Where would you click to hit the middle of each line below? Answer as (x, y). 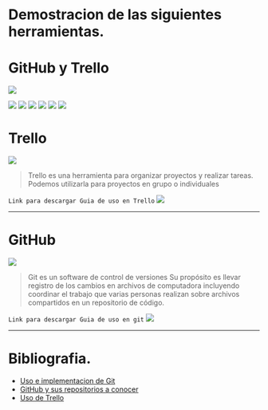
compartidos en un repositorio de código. (96, 302)
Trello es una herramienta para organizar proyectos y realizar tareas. (140, 175)
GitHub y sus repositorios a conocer (79, 389)
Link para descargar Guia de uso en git (77, 320)
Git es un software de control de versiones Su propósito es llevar (134, 277)
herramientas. (56, 32)
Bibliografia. (50, 359)
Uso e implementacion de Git (67, 380)
